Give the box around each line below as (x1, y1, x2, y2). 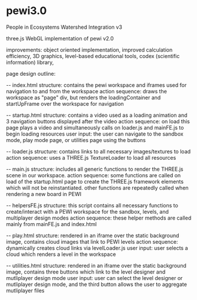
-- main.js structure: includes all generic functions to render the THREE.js (6, 166, 183, 173)
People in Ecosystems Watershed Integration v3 (6, 23, 122, 31)
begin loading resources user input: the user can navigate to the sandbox (6, 130, 183, 137)
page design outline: (6, 70, 56, 77)
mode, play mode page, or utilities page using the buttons (6, 136, 146, 143)
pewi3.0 (6, 4, 47, 18)
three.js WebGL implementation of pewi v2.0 (6, 35, 114, 42)
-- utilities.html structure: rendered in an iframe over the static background (6, 262, 186, 269)
